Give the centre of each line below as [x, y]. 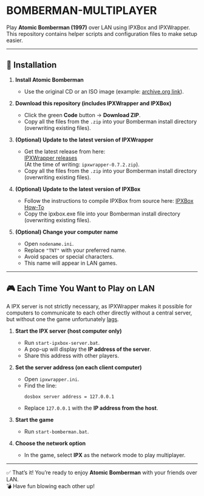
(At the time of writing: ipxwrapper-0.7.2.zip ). [82, 164]
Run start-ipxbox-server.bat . [62, 342]
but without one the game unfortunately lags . [63, 319]
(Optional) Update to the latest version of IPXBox [78, 189]
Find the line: [40, 386]
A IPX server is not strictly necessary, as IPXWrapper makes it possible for [99, 306]
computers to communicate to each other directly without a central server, [99, 313]
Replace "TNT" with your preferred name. [75, 250]
